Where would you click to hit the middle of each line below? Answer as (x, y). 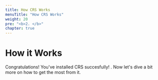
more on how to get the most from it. (43, 72)
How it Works (34, 53)
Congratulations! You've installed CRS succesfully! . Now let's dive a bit (79, 67)
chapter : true (20, 28)
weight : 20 (17, 19)
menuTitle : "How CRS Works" (35, 14)
